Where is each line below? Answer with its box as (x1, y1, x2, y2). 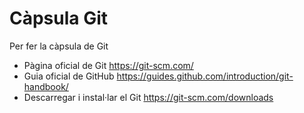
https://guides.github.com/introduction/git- (116, 70, 294, 82)
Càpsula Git (9, 7, 109, 30)
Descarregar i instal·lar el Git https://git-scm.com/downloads (23, 91, 274, 103)
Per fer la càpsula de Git (9, 40, 109, 52)
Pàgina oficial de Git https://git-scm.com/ (23, 59, 194, 71)
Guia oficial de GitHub (23, 70, 115, 82)
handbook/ (23, 80, 69, 92)
